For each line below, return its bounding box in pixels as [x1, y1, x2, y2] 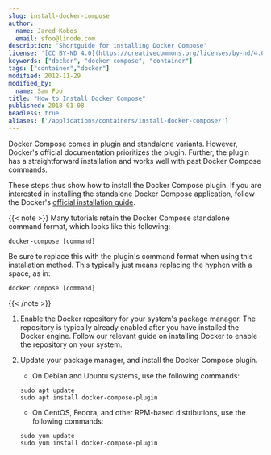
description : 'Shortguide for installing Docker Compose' [8, 42, 207, 50]
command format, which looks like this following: [8, 221, 171, 231]
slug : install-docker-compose [8, 11, 110, 20]
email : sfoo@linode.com [15, 34, 95, 43]
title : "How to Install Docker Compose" [8, 94, 147, 102]
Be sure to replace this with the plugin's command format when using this [8, 251, 253, 261]
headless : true [8, 110, 60, 118]
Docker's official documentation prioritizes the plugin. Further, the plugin [8, 147, 250, 157]
